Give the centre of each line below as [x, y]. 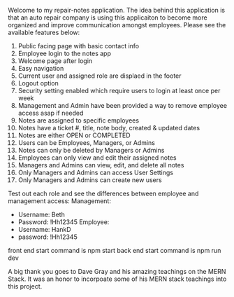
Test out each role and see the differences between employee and [103, 193]
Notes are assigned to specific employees [78, 120]
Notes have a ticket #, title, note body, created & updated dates [109, 128]
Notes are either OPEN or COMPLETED [74, 135]
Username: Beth [41, 214]
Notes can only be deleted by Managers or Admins [91, 150]
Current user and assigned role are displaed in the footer [100, 76]
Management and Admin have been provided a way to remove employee [123, 105]
